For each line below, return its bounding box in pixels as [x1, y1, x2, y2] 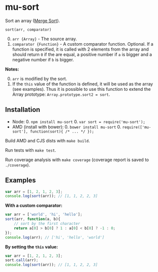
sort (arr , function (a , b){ [5, 217, 61, 222]
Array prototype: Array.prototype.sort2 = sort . [12, 91, 110, 97]
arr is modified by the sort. [12, 76, 67, 82]
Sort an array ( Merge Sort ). [5, 18, 60, 24]
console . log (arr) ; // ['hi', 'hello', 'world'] [5, 235, 105, 240]
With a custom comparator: [5, 203, 63, 209]
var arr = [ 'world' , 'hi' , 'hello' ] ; [5, 212, 83, 217]
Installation [5, 106, 40, 114]
